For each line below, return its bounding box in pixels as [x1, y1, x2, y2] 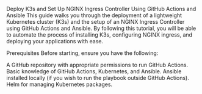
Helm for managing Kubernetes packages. [6, 81, 113, 88]
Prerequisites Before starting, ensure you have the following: [6, 49, 159, 57]
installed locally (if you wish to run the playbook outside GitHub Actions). [6, 74, 189, 81]
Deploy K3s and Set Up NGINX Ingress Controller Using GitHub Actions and [6, 5, 197, 12]
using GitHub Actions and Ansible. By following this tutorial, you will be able [6, 24, 197, 32]
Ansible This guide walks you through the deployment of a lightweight [6, 12, 182, 19]
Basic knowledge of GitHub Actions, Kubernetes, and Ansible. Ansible [6, 68, 182, 75]
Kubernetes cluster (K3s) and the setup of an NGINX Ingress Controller [6, 18, 185, 25]
